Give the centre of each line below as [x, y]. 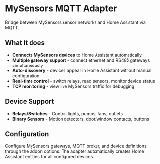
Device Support [30, 102]
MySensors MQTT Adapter [61, 9]
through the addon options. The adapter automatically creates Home [75, 151]
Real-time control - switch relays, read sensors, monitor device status [83, 81]
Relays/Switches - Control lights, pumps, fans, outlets [67, 113]
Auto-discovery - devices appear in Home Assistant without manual [82, 70]
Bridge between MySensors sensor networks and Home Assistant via [76, 22]
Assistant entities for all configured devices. [50, 157]
